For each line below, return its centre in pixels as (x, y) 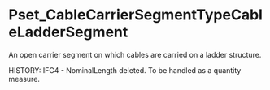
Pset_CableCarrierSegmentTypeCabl (135, 15)
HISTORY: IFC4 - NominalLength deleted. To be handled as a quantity (125, 70)
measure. (24, 79)
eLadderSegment (68, 32)
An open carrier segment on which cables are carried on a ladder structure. (135, 54)
